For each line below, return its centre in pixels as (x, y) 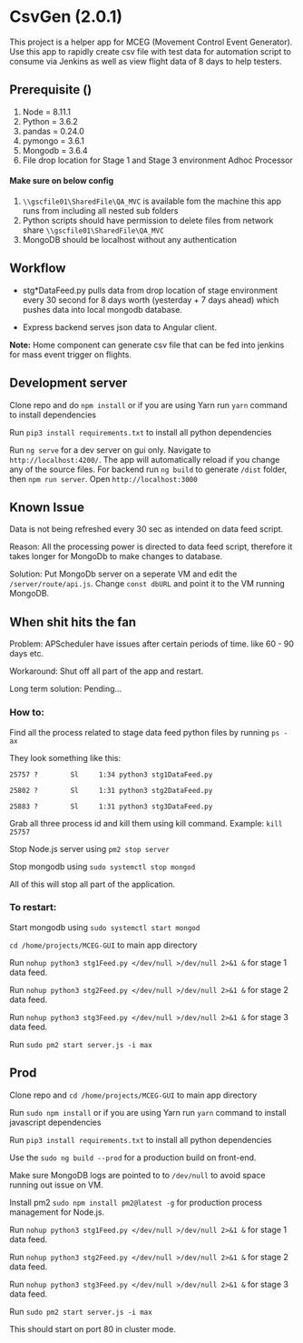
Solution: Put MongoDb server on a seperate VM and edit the (123, 574)
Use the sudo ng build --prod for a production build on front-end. (133, 1158)
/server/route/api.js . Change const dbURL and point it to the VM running (147, 584)
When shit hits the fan (73, 621)
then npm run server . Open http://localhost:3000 (103, 478)
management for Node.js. (57, 1212)
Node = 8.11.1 (46, 112)
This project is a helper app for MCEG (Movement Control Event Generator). (151, 42)
